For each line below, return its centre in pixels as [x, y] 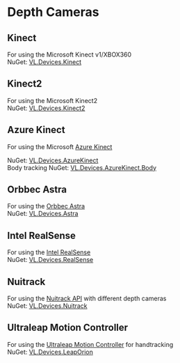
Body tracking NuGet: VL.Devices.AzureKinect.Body [82, 167]
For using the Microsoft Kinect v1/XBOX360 [69, 54]
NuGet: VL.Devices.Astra [43, 214]
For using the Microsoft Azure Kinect [60, 146]
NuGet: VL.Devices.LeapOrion [50, 352]
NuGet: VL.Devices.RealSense [50, 260]
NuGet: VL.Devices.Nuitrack [48, 306]
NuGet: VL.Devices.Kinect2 [46, 108]
